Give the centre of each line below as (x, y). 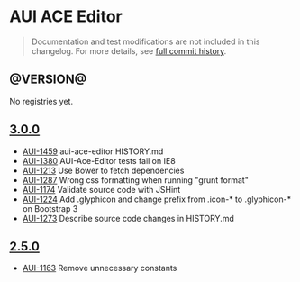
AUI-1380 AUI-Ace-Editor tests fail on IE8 (99, 160)
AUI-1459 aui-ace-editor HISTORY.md (93, 151)
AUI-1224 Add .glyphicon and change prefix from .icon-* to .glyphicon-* (156, 199)
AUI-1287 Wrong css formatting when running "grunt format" (136, 180)
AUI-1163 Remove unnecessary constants (100, 268)
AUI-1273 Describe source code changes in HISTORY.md (128, 218)
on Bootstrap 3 (50, 208)
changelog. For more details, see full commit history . (129, 50)
